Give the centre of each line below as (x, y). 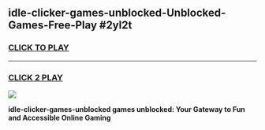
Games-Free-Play (52, 26)
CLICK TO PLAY (39, 48)
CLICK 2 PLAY (35, 77)
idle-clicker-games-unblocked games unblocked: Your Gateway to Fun (127, 109)
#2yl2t (116, 26)
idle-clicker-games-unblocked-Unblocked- (117, 13)
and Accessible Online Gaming (60, 117)
